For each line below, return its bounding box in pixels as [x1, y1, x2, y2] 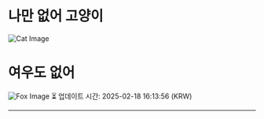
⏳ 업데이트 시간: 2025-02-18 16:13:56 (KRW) [50, 91, 192, 101]
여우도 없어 [8, 64, 75, 82]
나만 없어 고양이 [8, 7, 104, 25]
